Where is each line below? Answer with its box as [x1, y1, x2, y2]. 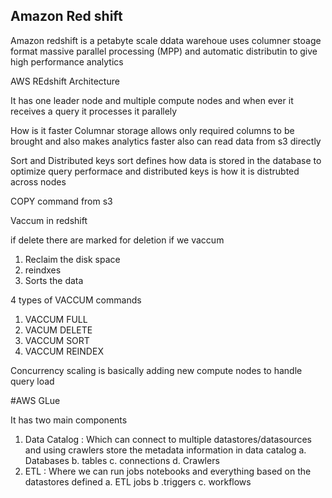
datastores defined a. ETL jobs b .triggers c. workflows [24, 475, 252, 488]
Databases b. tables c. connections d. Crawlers [24, 454, 220, 466]
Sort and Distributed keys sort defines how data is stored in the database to [10, 154, 322, 166]
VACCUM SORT [24, 334, 90, 346]
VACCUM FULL [24, 313, 88, 325]
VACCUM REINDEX [24, 345, 104, 357]
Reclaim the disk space [24, 253, 121, 265]
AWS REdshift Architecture [10, 75, 120, 87]
